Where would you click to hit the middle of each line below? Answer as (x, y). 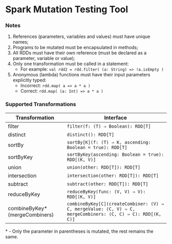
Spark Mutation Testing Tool (67, 9)
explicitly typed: (29, 80)
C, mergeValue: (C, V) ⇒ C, (101, 209)
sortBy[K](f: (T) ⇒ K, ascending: (109, 142)
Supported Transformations (41, 105)
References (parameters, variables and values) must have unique (81, 36)
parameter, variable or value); (44, 58)
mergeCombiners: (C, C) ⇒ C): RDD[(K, (114, 214)
